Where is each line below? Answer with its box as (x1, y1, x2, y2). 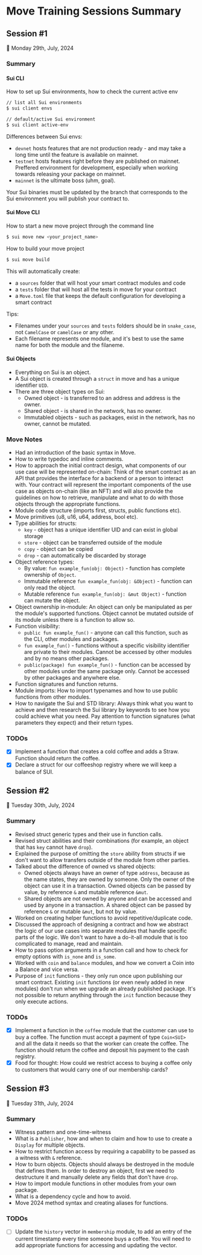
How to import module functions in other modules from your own (14, 1180, 177, 1187)
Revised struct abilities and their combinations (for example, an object (14, 837, 189, 844)
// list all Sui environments (6, 100, 83, 106)
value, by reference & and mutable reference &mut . (24, 888, 149, 895)
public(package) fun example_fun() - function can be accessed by (24, 661, 191, 668)
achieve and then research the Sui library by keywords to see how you (14, 707, 190, 714)
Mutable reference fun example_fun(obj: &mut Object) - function (24, 590, 187, 598)
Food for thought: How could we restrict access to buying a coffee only (14, 1059, 192, 1066)
